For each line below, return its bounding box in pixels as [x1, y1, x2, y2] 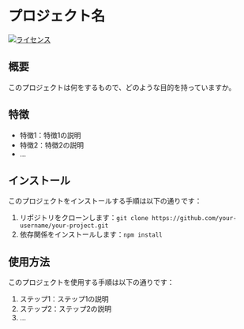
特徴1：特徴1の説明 [19, 130, 81, 140]
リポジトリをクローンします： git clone [19, 213, 148, 222]
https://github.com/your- [151, 215, 237, 222]
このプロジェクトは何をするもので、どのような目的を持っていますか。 [8, 82, 236, 92]
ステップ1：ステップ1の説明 [19, 294, 109, 304]
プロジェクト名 [8, 7, 106, 25]
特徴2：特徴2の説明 [19, 140, 84, 150]
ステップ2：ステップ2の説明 [19, 305, 112, 314]
